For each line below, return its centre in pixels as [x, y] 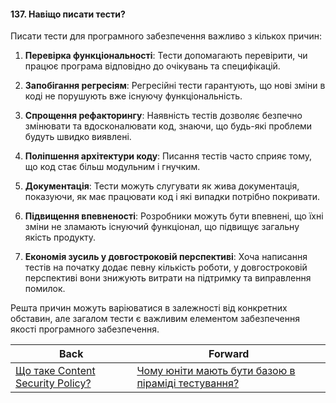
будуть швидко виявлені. [78, 137]
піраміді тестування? [188, 383]
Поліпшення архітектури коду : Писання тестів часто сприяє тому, [168, 156]
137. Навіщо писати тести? [68, 14]
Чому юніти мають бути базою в [216, 371]
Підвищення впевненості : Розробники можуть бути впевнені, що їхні [174, 216]
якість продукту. [60, 237]
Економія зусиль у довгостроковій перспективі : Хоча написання [166, 257]
